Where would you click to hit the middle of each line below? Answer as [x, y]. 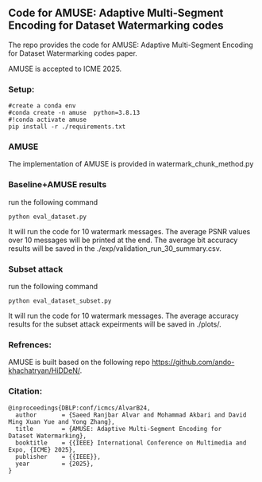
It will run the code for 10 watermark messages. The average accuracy [123, 315]
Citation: [25, 391]
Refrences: [30, 344]
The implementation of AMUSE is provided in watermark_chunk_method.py [131, 164]
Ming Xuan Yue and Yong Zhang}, [62, 421]
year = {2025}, [54, 464]
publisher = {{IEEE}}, [58, 457]
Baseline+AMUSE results [58, 185]
